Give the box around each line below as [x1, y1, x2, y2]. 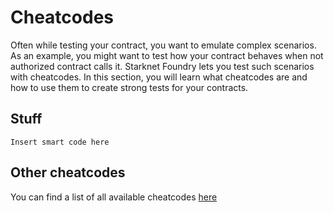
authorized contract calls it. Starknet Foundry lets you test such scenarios [10, 60, 315, 72]
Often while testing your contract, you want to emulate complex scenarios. [10, 39, 317, 51]
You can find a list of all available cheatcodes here [10, 191, 218, 203]
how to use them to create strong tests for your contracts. [10, 81, 249, 93]
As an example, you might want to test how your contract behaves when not [10, 49, 324, 61]
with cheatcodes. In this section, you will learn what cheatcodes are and [10, 71, 308, 83]
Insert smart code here [10, 137, 110, 147]
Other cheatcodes [10, 164, 126, 181]
